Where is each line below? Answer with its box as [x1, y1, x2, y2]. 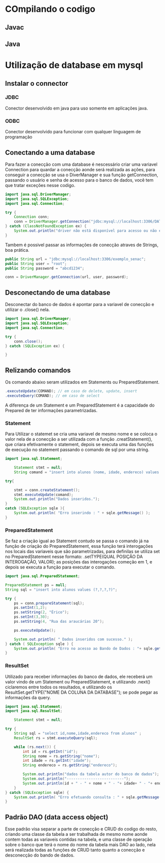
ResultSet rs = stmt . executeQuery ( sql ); [14, 735, 98, 741]
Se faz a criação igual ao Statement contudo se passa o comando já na [5, 538, 149, 544]
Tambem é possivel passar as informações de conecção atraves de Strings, [5, 242, 159, 248]
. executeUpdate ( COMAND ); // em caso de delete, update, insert [5, 389, 137, 394]
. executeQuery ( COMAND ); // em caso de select [5, 393, 100, 398]
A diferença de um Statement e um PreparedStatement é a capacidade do [5, 402, 155, 408]
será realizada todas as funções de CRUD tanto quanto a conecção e [5, 847, 145, 853]
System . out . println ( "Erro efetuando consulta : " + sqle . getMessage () [14, 794, 164, 800]
